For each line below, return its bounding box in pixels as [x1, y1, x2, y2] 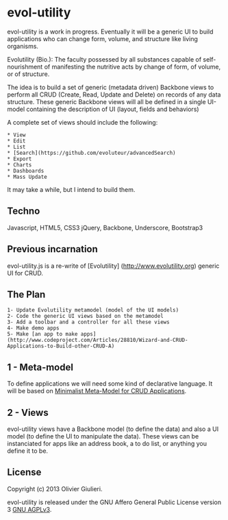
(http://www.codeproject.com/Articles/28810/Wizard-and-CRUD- [7, 337, 188, 344]
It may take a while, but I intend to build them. [7, 185, 136, 193]
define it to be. [7, 447, 49, 455]
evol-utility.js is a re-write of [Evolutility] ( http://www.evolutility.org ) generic [7, 262, 220, 270]
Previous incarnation [7, 243, 98, 255]
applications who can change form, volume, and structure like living [7, 34, 199, 42]
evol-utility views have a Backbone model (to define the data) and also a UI [7, 425, 219, 433]
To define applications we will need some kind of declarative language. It [7, 380, 213, 388]
